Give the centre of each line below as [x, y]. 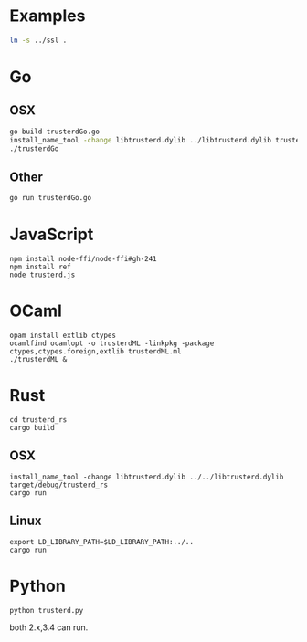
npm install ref [40, 267]
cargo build [32, 427]
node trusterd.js [42, 275]
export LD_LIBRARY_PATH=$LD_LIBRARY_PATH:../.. [102, 542]
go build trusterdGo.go [55, 132]
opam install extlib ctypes [63, 335]
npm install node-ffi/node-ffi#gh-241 [83, 259]
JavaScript [52, 235]
